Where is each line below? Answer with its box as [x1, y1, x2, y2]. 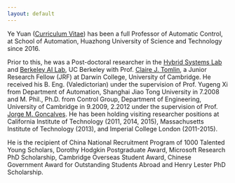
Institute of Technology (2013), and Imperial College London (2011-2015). [7, 124, 218, 133]
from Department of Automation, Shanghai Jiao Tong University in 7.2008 [7, 87, 220, 96]
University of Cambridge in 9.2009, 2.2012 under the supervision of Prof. [7, 102, 218, 110]
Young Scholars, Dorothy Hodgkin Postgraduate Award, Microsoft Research [7, 145, 226, 154]
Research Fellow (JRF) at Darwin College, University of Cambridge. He [7, 73, 212, 81]
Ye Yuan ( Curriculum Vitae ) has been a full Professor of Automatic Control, [7, 29, 223, 38]
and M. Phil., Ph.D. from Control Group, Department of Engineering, [7, 95, 202, 103]
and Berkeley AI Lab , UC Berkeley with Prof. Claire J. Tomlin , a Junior [7, 65, 207, 73]
